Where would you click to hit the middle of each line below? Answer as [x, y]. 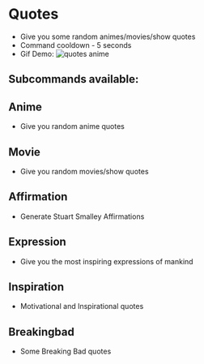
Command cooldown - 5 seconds [76, 45]
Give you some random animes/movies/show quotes [108, 36]
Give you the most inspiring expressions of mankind [106, 261]
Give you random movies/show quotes [84, 171]
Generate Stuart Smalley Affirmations [82, 216]
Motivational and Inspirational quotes [82, 306]
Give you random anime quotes [72, 126]
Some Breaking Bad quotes [66, 351]
